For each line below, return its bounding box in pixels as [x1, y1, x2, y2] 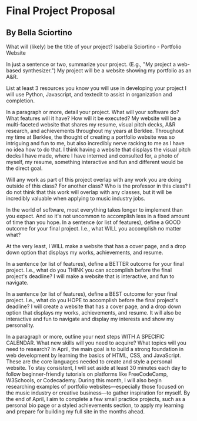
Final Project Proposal [6, 4, 115, 18]
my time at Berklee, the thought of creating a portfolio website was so [6, 133, 175, 141]
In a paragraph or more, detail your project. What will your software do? [6, 109, 179, 115]
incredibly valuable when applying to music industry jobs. [6, 195, 146, 202]
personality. [6, 322, 35, 329]
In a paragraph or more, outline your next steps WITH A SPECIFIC [6, 333, 165, 340]
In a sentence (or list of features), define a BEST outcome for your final [6, 290, 178, 298]
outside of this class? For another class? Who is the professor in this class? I [6, 182, 191, 189]
